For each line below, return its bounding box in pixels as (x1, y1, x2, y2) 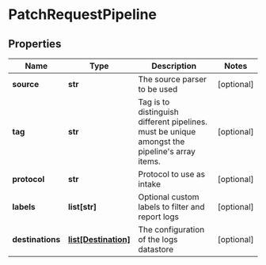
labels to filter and (138, 202, 205, 212)
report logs (138, 211, 180, 222)
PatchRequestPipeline (8, 6, 157, 24)
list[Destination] (67, 234, 131, 244)
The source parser (138, 74, 207, 85)
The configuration (138, 224, 205, 235)
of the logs (138, 234, 178, 244)
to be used (138, 84, 178, 94)
